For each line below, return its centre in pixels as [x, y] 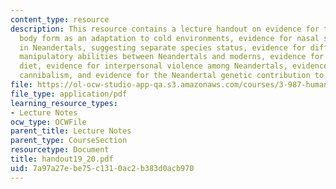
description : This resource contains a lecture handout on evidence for [165, 29]
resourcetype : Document [60, 150]
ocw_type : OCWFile [48, 122]
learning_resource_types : [64, 103]
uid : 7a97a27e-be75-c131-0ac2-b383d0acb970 [102, 168]
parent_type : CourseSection [69, 141]
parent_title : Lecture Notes [71, 131]
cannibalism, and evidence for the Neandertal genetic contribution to [172, 76]
